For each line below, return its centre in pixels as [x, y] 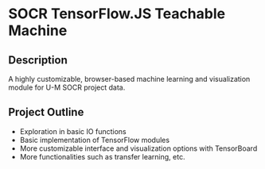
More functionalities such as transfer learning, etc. [102, 156]
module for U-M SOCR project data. [67, 87]
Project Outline [46, 112]
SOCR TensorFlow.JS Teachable [117, 14]
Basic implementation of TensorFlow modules [94, 140]
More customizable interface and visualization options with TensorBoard [138, 148]
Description [38, 60]
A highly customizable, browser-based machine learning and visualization [129, 79]
